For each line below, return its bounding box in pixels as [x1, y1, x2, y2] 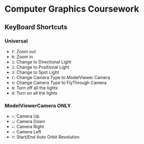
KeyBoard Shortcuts [4, 23, 68, 31]
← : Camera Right [11, 123, 44, 130]
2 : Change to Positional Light [11, 64, 69, 70]
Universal [4, 38, 28, 44]
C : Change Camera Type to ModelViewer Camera [11, 74, 110, 80]
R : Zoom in [11, 54, 33, 60]
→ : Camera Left [11, 129, 41, 135]
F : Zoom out [11, 48, 36, 54]
